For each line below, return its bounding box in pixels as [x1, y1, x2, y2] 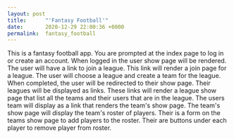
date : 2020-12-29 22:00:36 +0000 [7, 23, 125, 30]
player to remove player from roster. [7, 124, 111, 132]
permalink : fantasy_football [7, 29, 97, 37]
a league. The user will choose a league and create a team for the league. [7, 72, 221, 80]
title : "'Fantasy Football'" [7, 17, 109, 24]
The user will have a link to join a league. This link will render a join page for [7, 64, 227, 72]
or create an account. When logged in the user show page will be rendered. [7, 57, 227, 65]
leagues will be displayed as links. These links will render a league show [7, 86, 217, 95]
